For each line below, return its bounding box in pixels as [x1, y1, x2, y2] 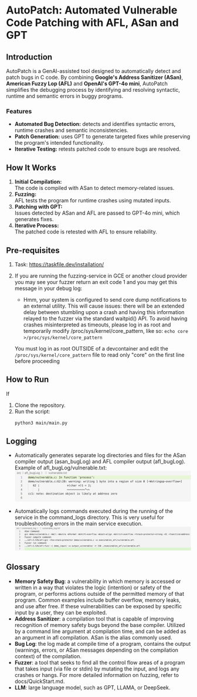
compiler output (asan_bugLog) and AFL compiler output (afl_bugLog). [14, 458, 186, 465]
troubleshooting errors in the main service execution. [14, 520, 143, 527]
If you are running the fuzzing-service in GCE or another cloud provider [14, 272, 188, 279]
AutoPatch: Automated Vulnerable [6, 4, 178, 17]
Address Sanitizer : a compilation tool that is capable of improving [14, 615, 174, 622]
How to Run [6, 375, 49, 385]
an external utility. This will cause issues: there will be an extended [23, 302, 185, 309]
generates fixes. [14, 216, 54, 223]
